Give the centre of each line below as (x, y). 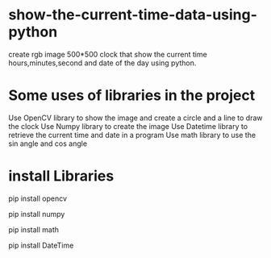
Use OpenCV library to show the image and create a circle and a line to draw (135, 118)
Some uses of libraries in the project (132, 96)
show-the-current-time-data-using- (133, 15)
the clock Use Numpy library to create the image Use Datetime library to (128, 126)
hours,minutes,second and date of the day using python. (102, 63)
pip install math (33, 229)
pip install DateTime (41, 245)
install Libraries (61, 176)
